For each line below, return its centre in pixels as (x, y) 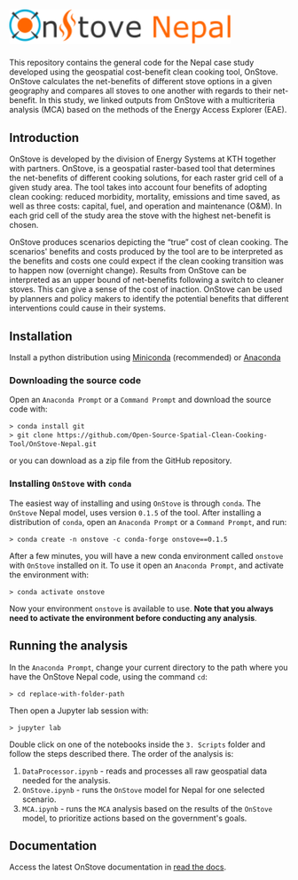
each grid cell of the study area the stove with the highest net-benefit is (140, 216)
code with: (28, 409)
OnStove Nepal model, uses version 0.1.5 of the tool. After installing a (135, 512)
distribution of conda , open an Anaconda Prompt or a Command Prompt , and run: (148, 522)
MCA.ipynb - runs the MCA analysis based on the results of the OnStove (147, 808)
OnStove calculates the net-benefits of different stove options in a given (141, 82)
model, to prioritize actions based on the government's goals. (134, 818)
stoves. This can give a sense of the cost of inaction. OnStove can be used (146, 289)
